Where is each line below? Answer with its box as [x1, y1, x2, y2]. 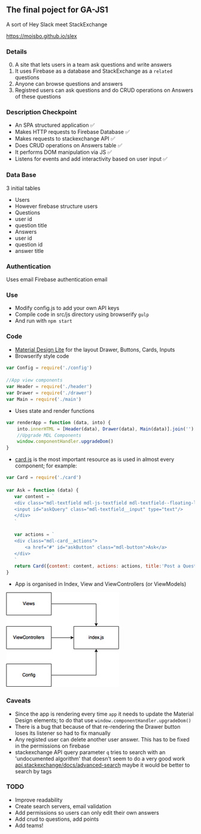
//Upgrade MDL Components [17, 432, 82, 438]
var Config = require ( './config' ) [6, 365, 93, 371]
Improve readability [14, 796, 63, 803]
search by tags [14, 767, 52, 775]
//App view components [6, 377, 63, 383]
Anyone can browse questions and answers [14, 81, 123, 88]
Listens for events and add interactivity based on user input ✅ [14, 156, 167, 163]
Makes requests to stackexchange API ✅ [14, 135, 115, 142]
